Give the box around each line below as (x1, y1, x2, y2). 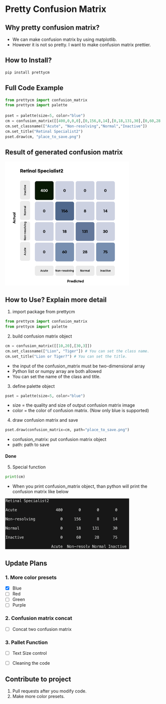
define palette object (12, 383, 55, 389)
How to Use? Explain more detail (5, 295, 107, 304)
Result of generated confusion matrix (5, 148, 123, 156)
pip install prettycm (5, 70, 50, 75)
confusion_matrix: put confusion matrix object (12, 437, 107, 442)
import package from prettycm (12, 309, 75, 315)
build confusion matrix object (12, 333, 72, 339)
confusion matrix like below (12, 489, 69, 495)
